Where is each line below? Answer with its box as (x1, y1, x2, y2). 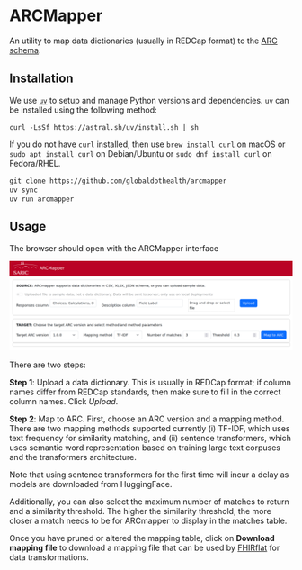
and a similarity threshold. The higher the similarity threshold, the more (9, 506, 271, 517)
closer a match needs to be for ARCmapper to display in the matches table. (9, 515, 288, 527)
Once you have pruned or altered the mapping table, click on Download (9, 533, 275, 544)
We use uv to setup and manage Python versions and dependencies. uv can (9, 95, 289, 105)
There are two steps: (9, 359, 86, 370)
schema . (9, 44, 41, 55)
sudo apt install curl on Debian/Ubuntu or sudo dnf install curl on (9, 148, 272, 158)
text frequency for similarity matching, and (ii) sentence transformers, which (9, 433, 292, 444)
